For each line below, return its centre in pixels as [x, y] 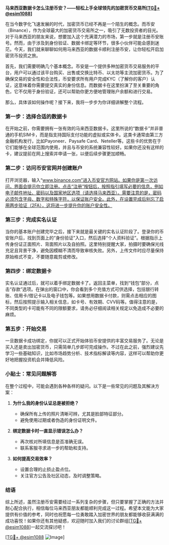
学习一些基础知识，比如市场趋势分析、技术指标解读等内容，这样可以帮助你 [82, 353]
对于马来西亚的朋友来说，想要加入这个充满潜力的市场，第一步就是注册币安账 [84, 37]
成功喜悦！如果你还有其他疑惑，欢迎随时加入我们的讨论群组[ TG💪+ [74, 521]
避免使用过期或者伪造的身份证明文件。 [60, 420]
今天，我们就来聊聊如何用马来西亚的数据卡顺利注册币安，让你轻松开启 [87, 49]
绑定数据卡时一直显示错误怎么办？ [48, 430]
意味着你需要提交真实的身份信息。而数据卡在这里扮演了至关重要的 [87, 85]
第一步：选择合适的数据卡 [36, 117]
